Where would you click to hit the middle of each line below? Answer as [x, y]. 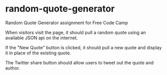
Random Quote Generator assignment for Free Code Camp [67, 23]
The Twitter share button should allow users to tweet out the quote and [79, 62]
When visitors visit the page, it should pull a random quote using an [76, 32]
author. [13, 68]
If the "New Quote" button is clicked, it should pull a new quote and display [83, 47]
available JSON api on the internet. [42, 38]
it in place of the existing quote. [38, 53]
